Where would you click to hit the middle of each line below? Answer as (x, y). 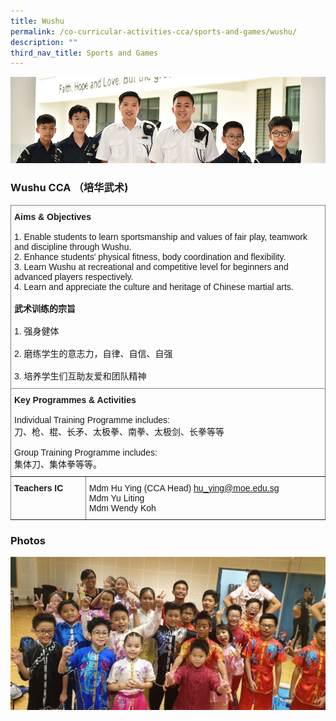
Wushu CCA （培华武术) (69, 188)
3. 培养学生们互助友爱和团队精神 (80, 376)
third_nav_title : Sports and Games (84, 53)
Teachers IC (39, 488)
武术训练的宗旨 (45, 308)
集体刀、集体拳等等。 (58, 464)
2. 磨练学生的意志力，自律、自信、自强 (93, 353)
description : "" (44, 42)
